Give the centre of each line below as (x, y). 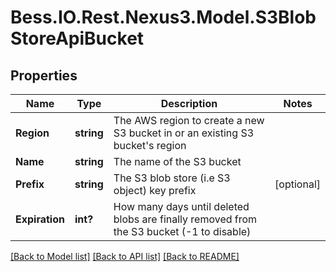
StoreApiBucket (77, 38)
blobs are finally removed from (185, 219)
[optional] (297, 184)
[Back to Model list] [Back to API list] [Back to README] (125, 256)
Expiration (40, 219)
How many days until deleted (181, 206)
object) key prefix (155, 190)
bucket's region (150, 145)
